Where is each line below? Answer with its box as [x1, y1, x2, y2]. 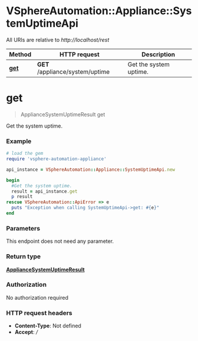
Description [141, 50, 176, 59]
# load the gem [6, 151, 44, 157]
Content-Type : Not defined [14, 322, 81, 329]
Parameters [6, 224, 40, 232]
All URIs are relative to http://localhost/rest [6, 36, 110, 43]
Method [9, 50, 32, 59]
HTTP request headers [6, 308, 72, 317]
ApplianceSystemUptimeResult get [20, 111, 105, 118]
